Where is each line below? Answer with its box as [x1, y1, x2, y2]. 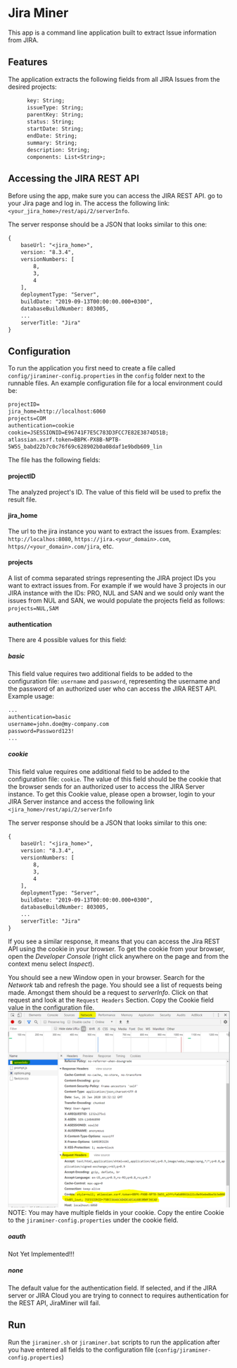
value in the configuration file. [8, 1003, 94, 1012]
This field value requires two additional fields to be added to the [8, 670, 193, 678]
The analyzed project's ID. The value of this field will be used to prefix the [8, 488, 222, 496]
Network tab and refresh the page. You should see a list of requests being [8, 981, 222, 989]
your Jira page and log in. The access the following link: [8, 199, 170, 207]
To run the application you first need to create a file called [8, 364, 176, 373]
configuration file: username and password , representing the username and [8, 677, 221, 686]
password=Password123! [8, 728, 75, 735]
